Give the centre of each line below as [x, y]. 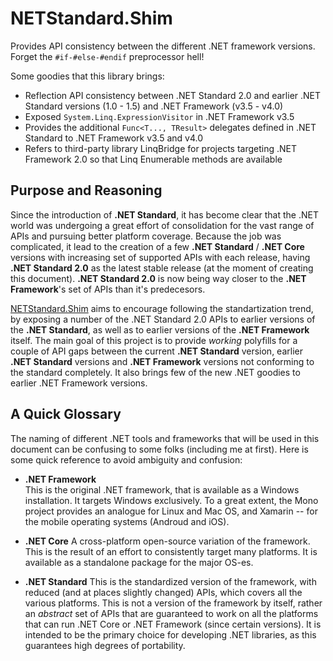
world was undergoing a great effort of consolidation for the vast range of [162, 225]
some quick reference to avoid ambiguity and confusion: [126, 459]
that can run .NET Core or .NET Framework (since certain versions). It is [173, 624]
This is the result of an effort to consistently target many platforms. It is [171, 551]
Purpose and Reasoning [86, 190]
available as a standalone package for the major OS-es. [139, 562]
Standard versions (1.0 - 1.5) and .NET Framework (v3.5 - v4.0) [154, 106]
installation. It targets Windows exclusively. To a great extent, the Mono [171, 500]
